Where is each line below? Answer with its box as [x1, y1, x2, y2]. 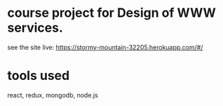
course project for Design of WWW [7, 5, 216, 21]
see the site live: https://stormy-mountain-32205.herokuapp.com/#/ [7, 43, 203, 51]
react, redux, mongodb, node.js [7, 91, 98, 99]
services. [7, 20, 63, 36]
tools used [7, 68, 70, 84]
